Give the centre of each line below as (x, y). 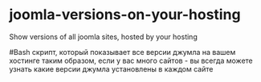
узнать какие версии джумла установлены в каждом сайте (111, 68)
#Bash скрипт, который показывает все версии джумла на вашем (122, 52)
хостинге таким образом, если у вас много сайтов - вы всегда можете (131, 61)
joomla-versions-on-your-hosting (125, 15)
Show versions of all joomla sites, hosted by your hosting (103, 37)
